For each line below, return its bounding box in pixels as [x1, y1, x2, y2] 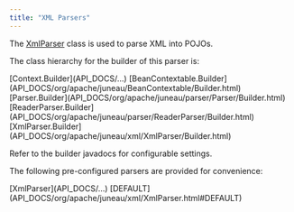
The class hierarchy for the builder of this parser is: [9, 55, 200, 66]
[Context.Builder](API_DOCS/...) [9, 73, 128, 84]
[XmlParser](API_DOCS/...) [9, 182, 108, 194]
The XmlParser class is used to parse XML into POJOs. [9, 38, 214, 49]
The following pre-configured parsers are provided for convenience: [9, 165, 263, 176]
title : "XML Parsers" [9, 13, 91, 23]
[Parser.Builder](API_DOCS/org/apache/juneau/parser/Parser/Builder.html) [9, 92, 286, 103]
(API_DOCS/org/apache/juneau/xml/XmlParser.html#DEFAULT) [9, 192, 243, 203]
